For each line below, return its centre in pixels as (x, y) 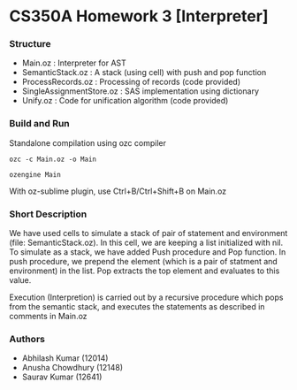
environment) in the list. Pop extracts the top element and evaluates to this (145, 271)
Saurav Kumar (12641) (62, 377)
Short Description (48, 214)
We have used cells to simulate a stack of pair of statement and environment (148, 233)
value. (20, 280)
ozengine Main (35, 174)
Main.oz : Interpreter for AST (74, 63)
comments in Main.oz (48, 317)
